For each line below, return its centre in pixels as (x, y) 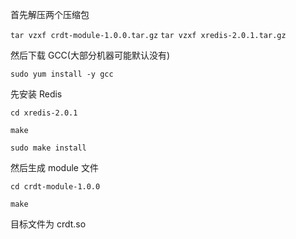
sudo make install (48, 148)
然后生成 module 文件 (54, 167)
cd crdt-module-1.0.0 (55, 187)
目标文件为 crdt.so (48, 224)
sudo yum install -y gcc (62, 74)
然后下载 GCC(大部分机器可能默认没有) (90, 55)
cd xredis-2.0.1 (44, 113)
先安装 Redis (36, 94)
